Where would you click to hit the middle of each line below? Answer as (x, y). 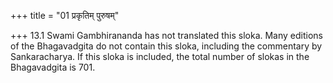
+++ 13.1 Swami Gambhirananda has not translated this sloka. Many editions (167, 35)
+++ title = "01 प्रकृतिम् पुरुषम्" (65, 15)
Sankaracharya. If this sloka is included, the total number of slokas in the (160, 56)
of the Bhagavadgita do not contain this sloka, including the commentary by (166, 46)
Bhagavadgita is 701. (53, 67)
